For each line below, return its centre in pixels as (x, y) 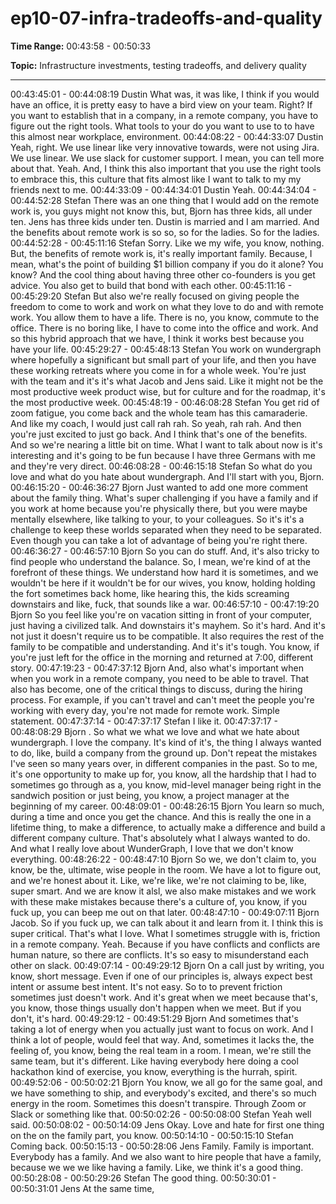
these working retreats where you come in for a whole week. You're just (158, 370)
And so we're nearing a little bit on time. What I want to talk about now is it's (166, 444)
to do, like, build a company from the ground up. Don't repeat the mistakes (164, 753)
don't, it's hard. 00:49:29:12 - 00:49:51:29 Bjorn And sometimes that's (155, 1018)
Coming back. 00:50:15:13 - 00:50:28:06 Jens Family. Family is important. (162, 1146)
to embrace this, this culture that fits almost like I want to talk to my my (156, 179)
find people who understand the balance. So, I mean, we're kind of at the (161, 561)
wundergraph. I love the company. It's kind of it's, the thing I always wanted (166, 742)
